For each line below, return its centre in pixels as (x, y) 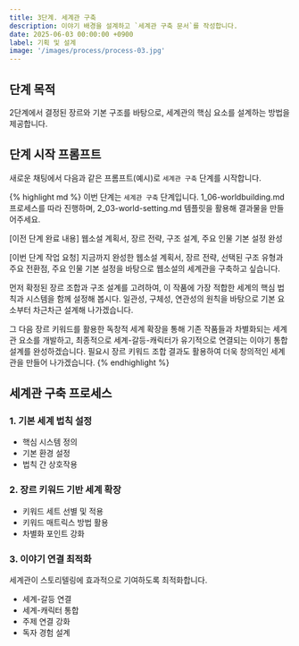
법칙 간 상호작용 (50, 464)
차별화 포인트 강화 (53, 533)
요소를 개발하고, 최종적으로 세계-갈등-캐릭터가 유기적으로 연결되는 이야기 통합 (153, 340)
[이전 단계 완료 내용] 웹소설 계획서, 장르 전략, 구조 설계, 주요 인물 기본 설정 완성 (146, 238)
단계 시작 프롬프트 (55, 154)
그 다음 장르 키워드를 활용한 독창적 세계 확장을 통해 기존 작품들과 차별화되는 (140, 328)
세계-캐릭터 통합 (50, 610)
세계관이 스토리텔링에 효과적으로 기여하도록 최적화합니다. (108, 580)
